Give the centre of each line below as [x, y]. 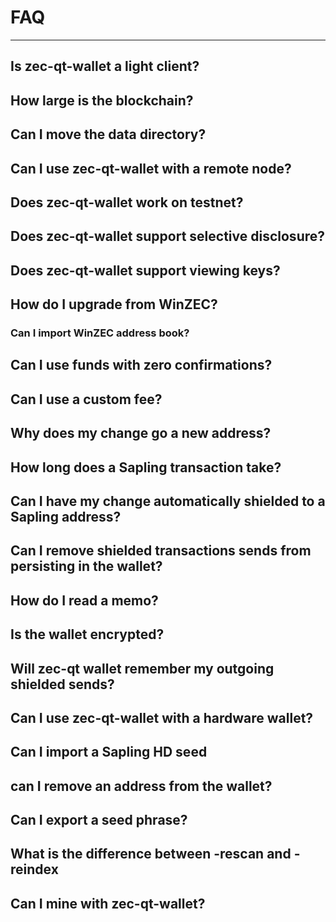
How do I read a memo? [84, 600]
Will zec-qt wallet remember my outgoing [142, 668]
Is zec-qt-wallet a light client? [105, 66]
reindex [34, 869]
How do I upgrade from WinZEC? [114, 304]
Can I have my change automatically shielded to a [168, 501]
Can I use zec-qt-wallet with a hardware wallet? [162, 717]
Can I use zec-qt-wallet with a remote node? [151, 168]
